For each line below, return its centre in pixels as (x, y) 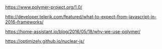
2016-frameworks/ (24, 22)
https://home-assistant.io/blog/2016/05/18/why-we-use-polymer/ (73, 31)
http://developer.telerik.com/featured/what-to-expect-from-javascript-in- (81, 17)
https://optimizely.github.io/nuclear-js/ (45, 41)
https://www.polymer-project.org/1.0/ (44, 7)
